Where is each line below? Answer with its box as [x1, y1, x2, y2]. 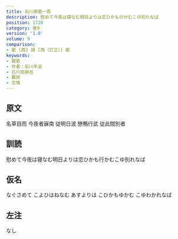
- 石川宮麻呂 [6, 69, 34, 75]
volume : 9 [6, 36, 31, 42]
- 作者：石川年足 [6, 63, 42, 70]
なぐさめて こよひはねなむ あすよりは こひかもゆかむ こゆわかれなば [6, 191, 172, 198]
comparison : [6, 42, 35, 48]
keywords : [6, 53, 31, 58]
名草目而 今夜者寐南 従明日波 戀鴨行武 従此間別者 [6, 120, 126, 127]
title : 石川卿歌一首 [6, 8, 51, 15]
